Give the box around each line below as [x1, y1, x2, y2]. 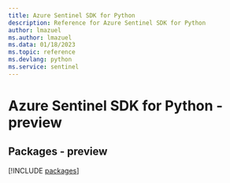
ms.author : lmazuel [8, 33, 72, 42]
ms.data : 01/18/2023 [8, 41, 76, 49]
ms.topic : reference [8, 48, 76, 56]
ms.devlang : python [8, 56, 72, 64]
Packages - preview [8, 145, 108, 159]
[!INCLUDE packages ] [8, 166, 80, 175]
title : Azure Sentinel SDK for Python [8, 11, 135, 20]
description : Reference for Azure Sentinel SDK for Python [8, 19, 206, 27]
